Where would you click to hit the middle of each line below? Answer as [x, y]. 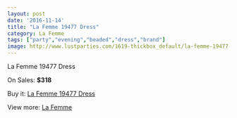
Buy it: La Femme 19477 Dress [51, 93]
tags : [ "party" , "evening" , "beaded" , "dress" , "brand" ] [86, 40]
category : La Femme [36, 33]
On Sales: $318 [30, 80]
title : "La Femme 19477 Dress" [53, 27]
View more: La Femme [40, 107]
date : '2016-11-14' [36, 20]
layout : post [26, 14]
